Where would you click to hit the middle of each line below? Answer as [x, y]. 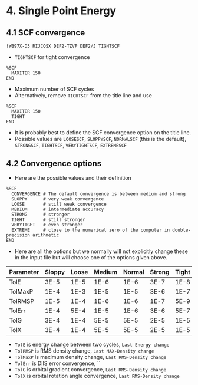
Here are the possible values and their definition [73, 177]
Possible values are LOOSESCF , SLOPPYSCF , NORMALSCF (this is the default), [100, 139]
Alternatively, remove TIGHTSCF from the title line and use [83, 95]
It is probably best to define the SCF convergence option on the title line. [103, 133]
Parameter [24, 272]
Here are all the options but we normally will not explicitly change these [101, 251]
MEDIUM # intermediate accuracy [58, 209]
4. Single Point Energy [61, 11]
